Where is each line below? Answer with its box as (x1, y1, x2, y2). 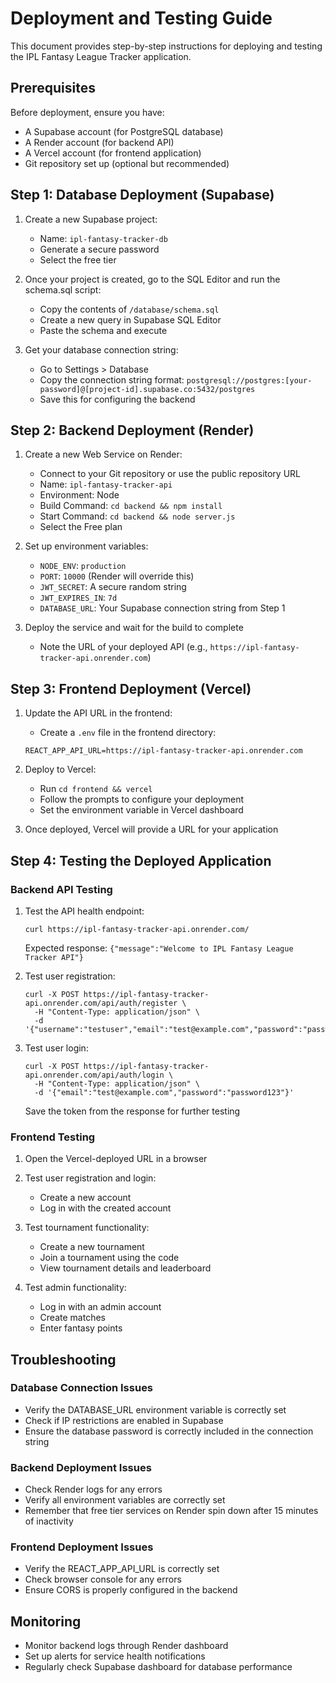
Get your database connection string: (24, 343, 179, 356)
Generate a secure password (39, 243, 160, 255)
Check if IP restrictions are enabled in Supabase (24, 1414, 224, 1426)
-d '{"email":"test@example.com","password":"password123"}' (34, 1087, 295, 1097)
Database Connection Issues (10, 1381, 154, 1395)
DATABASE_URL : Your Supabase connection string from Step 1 (39, 602, 286, 614)
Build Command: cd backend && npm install (39, 500, 223, 512)
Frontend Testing (10, 1130, 96, 1144)
